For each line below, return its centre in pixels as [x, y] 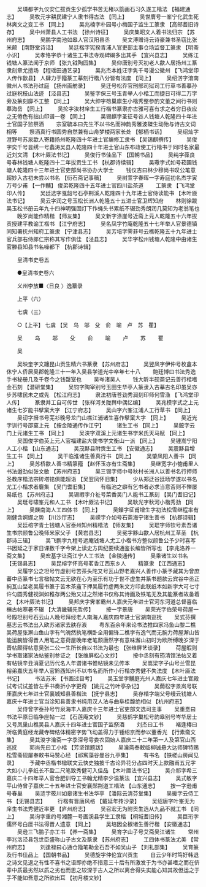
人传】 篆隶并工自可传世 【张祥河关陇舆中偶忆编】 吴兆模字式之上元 [103, 402]
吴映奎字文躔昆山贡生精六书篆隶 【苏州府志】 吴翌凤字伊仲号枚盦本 [107, 364]
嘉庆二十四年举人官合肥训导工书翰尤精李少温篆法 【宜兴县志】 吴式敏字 [102, 778]
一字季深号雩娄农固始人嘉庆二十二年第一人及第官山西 [128, 740]
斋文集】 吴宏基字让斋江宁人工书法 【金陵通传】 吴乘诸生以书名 [97, 556]
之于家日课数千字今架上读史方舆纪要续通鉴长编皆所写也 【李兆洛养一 [109, 548]
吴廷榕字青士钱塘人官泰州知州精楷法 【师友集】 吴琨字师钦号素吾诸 [107, 525]
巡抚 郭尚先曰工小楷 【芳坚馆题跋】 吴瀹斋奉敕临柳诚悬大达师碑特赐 [103, 747]
